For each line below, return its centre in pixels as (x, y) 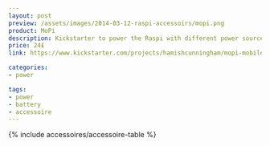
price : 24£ (27, 46)
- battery (25, 104)
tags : (17, 89)
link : (17, 53)
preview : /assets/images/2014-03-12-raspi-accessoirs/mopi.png (117, 23)
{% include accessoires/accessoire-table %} (82, 135)
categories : (28, 68)
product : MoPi (32, 30)
